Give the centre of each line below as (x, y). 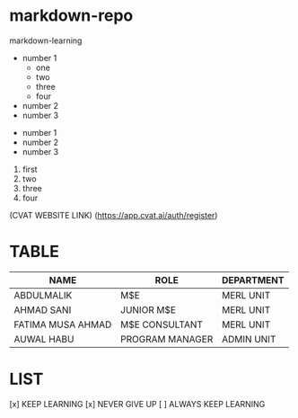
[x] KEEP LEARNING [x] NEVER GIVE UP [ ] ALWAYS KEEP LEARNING (137, 404)
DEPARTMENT (253, 280)
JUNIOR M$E (149, 309)
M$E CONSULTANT (162, 325)
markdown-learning (46, 40)
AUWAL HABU (44, 339)
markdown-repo (71, 16)
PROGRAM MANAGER (167, 339)
